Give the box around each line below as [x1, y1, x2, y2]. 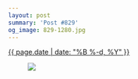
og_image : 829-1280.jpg [8, 26, 86, 34]
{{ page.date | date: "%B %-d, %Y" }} [8, 48, 130, 57]
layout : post [8, 11, 51, 20]
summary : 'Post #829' [8, 19, 79, 27]
